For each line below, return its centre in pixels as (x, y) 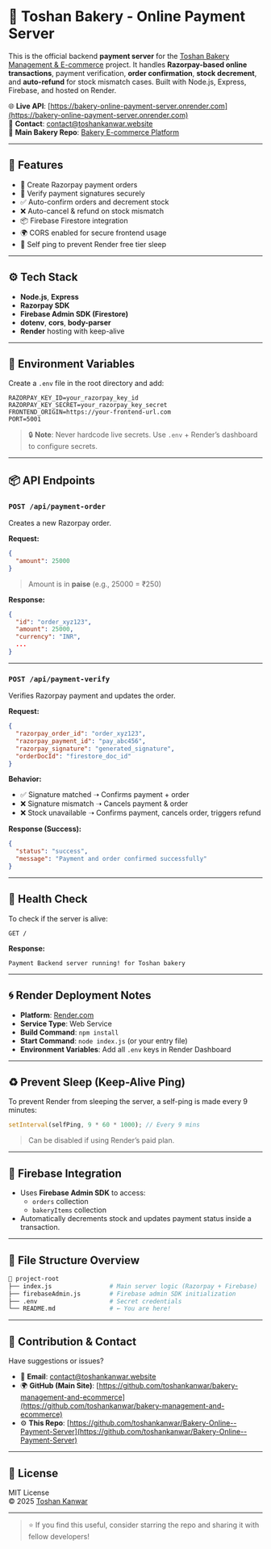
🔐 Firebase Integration (65, 1173)
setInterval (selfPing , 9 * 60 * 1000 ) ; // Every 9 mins (104, 1125)
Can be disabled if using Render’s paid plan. (101, 1140)
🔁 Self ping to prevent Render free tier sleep (93, 244)
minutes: (23, 1110)
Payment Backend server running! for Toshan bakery (97, 963)
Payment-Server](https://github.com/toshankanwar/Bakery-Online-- (133, 1432)
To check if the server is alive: (58, 918)
